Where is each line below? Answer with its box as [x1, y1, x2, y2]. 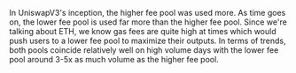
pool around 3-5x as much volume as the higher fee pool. [9, 55, 219, 64]
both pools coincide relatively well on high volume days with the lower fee [9, 45, 279, 55]
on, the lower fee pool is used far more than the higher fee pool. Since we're [9, 17, 288, 27]
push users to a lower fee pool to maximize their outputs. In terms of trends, [9, 35, 286, 46]
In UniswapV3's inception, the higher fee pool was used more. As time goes [9, 8, 286, 18]
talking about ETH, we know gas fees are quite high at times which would [9, 26, 277, 36]
